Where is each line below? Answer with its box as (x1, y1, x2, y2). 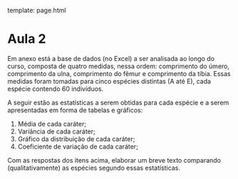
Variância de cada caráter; (17, 127, 95, 136)
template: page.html (7, 6, 66, 14)
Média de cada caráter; (17, 119, 87, 128)
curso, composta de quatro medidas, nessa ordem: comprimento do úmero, (7, 62, 230, 70)
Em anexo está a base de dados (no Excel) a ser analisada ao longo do (7, 54, 215, 63)
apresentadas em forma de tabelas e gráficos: (7, 106, 143, 114)
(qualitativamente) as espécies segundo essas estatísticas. (7, 163, 180, 172)
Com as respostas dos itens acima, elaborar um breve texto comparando (7, 156, 222, 164)
